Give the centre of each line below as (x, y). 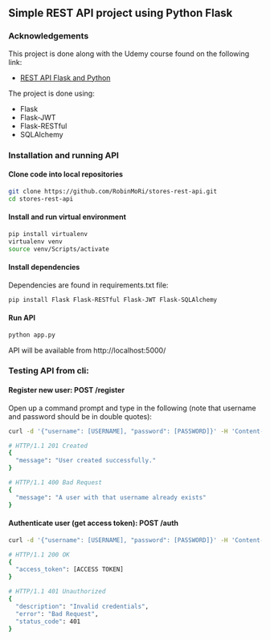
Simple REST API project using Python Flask (121, 13)
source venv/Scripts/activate (59, 249)
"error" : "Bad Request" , (57, 614)
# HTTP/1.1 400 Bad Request (55, 483)
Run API (22, 318)
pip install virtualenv (48, 234)
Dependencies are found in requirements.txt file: (88, 285)
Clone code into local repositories (65, 174)
